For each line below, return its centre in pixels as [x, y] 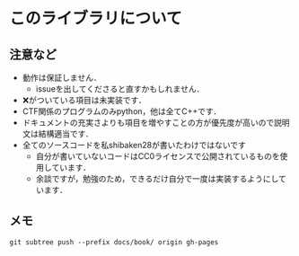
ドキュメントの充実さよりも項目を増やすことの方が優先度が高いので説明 [156, 123]
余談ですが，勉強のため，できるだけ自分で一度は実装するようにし [157, 179]
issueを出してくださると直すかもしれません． [120, 89]
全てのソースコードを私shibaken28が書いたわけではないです [134, 145]
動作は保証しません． [62, 78]
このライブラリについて [96, 18]
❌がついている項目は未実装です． [84, 100]
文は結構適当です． [58, 134]
